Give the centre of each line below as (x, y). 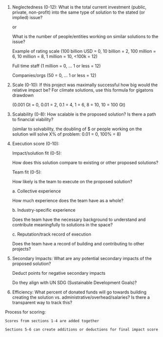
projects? (21, 249)
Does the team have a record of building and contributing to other (78, 244)
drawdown (23, 95)
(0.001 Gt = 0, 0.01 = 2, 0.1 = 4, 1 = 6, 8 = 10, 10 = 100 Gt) (69, 105)
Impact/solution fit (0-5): (37, 153)
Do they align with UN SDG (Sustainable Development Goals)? (74, 283)
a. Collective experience (36, 191)
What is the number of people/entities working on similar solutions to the (85, 36)
